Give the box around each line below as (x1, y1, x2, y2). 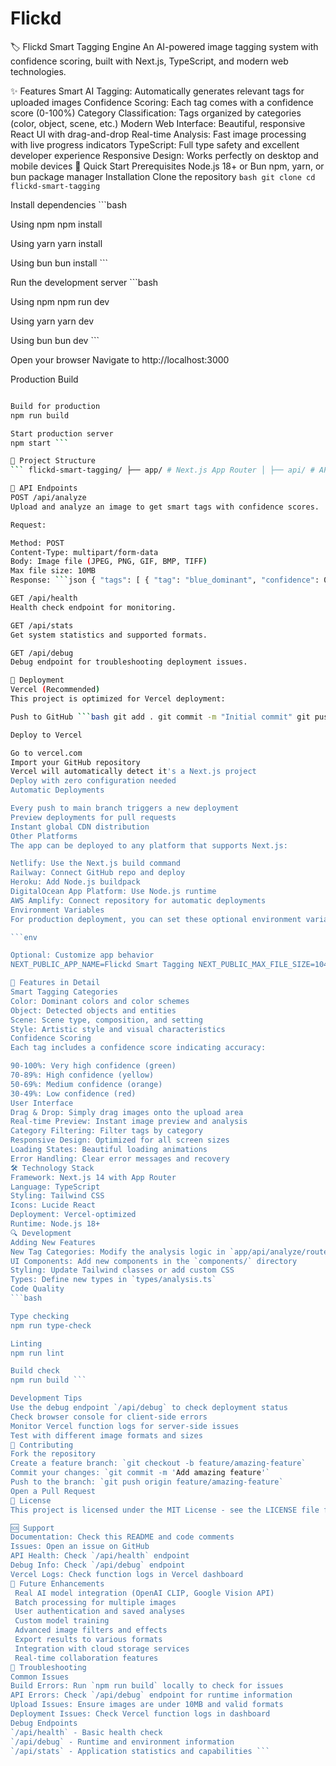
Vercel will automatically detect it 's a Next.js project (10, 767, 257, 777)
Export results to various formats (14, 1635, 163, 1645)
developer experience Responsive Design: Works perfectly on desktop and (10, 149, 319, 161)
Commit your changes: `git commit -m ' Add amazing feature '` (10, 1468, 271, 1478)
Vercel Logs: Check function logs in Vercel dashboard (10, 1569, 244, 1579)
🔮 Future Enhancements (10, 1578, 105, 1589)
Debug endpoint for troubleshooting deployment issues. (10, 657, 248, 667)
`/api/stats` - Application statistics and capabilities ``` (10, 1746, 271, 1756)
